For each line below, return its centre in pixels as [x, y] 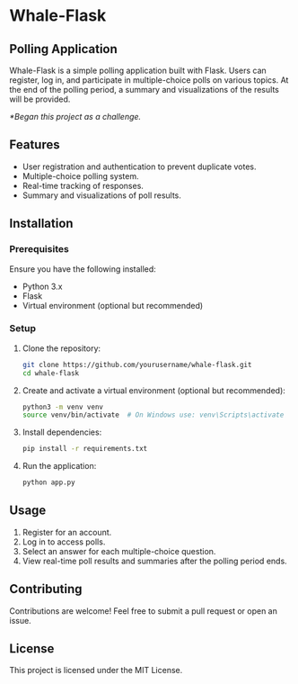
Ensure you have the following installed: [83, 269]
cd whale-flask [51, 373]
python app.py [48, 482]
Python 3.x [42, 286]
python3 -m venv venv [63, 407]
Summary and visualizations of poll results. [102, 195]
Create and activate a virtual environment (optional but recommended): [153, 390]
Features [35, 145]
